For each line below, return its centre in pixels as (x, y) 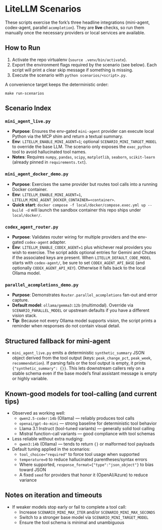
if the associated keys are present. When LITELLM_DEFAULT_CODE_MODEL (81, 257)
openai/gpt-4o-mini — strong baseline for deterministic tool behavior (88, 423)
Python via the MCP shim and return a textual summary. (67, 136)
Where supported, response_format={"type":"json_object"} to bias (86, 465)
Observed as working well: (38, 413)
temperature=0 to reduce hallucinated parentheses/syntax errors (83, 459)
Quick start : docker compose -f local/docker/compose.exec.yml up (79, 205)
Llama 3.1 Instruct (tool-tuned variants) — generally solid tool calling (87, 428)
